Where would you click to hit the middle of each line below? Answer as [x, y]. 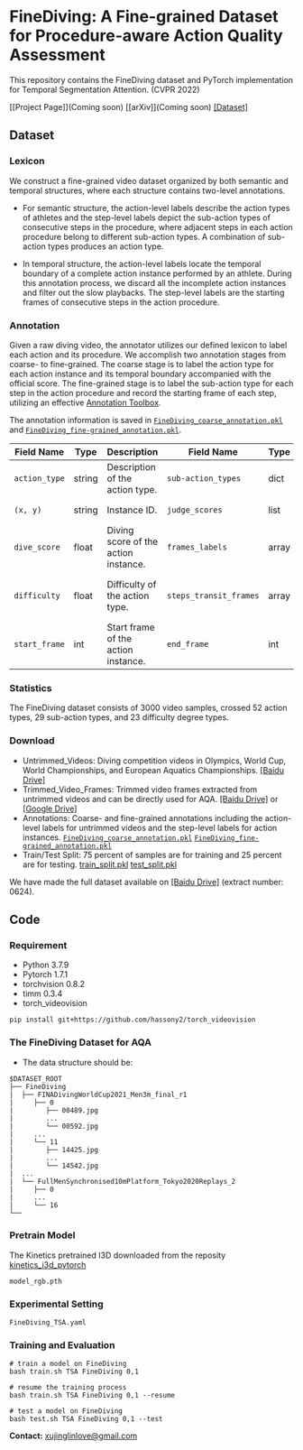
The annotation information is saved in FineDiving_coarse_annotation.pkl [147, 420]
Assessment [57, 55]
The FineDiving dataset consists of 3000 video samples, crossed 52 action [148, 708]
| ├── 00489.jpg [54, 1110]
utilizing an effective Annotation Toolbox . [85, 402]
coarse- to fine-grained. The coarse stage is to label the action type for [142, 364]
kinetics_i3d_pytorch [48, 1264]
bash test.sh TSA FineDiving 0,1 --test [87, 1419]
